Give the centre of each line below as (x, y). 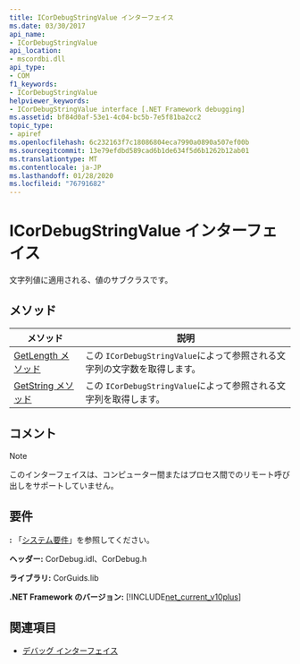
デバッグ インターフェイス (70, 651)
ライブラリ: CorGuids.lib (54, 577)
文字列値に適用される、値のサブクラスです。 (91, 280)
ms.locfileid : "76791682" (57, 184)
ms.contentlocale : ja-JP (55, 167)
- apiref (25, 134)
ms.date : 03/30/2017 (48, 26)
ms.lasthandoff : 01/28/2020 (62, 175)
